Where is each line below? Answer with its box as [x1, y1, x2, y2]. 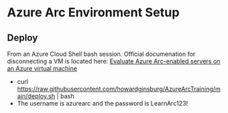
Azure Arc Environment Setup [7, 5, 180, 20]
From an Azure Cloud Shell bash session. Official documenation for [7, 50, 196, 58]
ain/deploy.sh [16, 92, 56, 100]
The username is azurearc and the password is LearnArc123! [16, 99, 188, 107]
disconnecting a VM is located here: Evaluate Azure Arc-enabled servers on [7, 57, 220, 65]
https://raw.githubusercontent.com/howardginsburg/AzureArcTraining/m [16, 85, 221, 93]
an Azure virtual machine [7, 65, 77, 72]
